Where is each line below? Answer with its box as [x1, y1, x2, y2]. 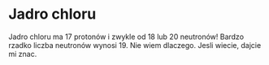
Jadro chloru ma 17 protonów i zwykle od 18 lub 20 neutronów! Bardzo [8, 32, 245, 41]
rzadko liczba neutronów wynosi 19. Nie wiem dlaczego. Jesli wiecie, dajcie [8, 40, 262, 50]
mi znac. [8, 49, 37, 58]
